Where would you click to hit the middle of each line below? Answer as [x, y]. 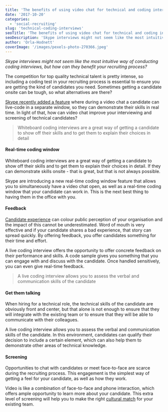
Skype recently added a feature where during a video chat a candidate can [82, 102]
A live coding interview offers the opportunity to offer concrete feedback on [83, 250]
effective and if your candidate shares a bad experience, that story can [78, 230]
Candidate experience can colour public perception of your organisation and [84, 219]
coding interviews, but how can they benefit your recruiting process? [76, 66]
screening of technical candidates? [41, 117]
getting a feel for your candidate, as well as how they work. [66, 378]
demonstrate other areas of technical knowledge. [56, 345]
